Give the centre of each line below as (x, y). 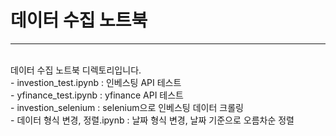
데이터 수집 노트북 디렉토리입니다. (76, 70)
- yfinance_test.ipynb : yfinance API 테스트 (97, 95)
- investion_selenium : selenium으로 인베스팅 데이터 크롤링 (127, 107)
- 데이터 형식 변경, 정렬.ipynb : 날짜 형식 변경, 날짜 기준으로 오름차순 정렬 (152, 120)
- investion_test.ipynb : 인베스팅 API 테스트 (96, 82)
